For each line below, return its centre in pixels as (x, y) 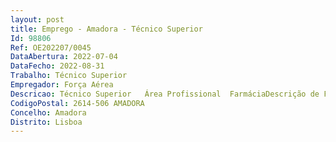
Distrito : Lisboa (46, 122)
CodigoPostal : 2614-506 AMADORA (77, 103)
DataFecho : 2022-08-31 (57, 66)
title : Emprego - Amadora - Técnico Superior (106, 29)
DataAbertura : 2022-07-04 (64, 57)
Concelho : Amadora (48, 112)
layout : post (37, 19)
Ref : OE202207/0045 (51, 47)
